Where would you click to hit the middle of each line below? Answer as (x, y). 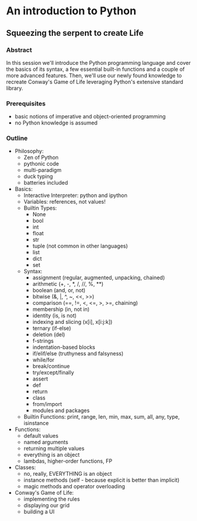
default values (41, 436)
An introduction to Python (71, 11)
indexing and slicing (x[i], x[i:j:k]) (72, 322)
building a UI (39, 512)
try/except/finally (53, 373)
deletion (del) (49, 335)
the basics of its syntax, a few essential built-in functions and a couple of (96, 69)
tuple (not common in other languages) (80, 246)
